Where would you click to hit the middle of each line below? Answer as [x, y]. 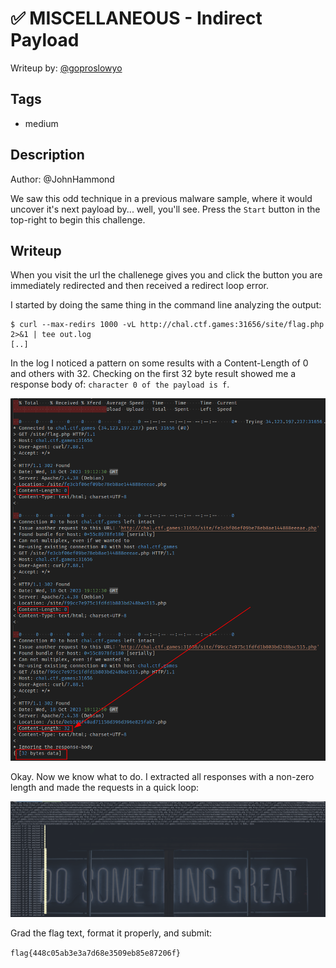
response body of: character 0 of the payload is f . [120, 384]
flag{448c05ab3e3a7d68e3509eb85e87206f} [96, 953]
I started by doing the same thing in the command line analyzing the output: [166, 305]
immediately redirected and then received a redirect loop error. [140, 286]
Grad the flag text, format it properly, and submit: [111, 933]
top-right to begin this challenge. [78, 219]
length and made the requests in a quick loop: [105, 788]
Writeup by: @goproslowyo [66, 68]
